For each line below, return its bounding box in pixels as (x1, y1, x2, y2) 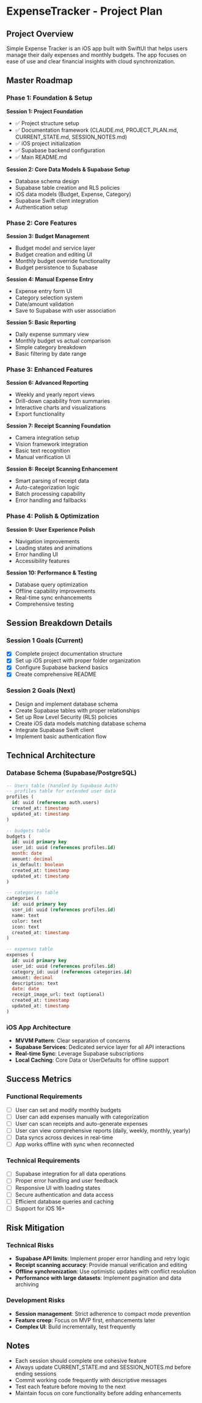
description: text (12, 980, 59, 987)
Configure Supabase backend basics (15, 664, 109, 671)
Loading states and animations (15, 544, 93, 551)
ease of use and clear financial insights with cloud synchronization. (6, 58, 176, 65)
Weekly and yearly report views (15, 391, 95, 398)
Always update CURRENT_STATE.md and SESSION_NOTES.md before (15, 1363, 191, 1371)
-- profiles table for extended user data (6, 788, 116, 794)
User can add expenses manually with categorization (15, 1113, 149, 1120)
